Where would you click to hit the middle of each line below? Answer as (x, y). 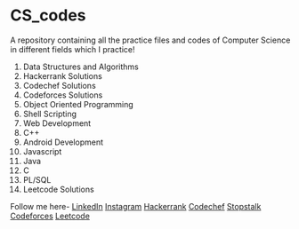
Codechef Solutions (59, 85)
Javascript (42, 151)
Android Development (63, 142)
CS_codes (48, 16)
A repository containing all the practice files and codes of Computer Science (150, 40)
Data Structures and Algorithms (81, 67)
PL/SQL (37, 179)
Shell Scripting (50, 114)
